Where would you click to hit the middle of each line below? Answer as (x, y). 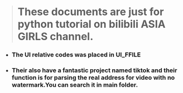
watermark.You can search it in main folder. (75, 85)
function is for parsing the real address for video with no (93, 78)
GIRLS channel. (55, 37)
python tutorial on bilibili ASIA (91, 24)
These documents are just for (91, 12)
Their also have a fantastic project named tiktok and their (94, 70)
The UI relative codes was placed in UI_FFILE (76, 55)
